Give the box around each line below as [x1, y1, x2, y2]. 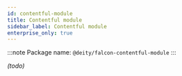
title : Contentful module [7, 17, 82, 23]
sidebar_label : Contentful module [7, 23, 108, 30]
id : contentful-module [7, 10, 73, 17]
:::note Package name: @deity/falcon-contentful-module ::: [7, 48, 176, 57]
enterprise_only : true [7, 29, 73, 37]
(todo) [7, 61, 25, 70]
